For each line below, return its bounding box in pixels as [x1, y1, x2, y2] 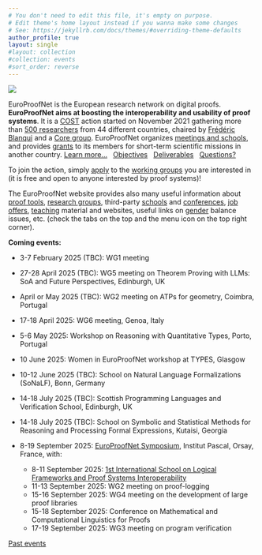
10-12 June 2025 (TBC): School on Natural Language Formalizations [19, 369, 241, 379]
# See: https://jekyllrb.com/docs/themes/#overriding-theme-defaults [8, 26, 242, 34]
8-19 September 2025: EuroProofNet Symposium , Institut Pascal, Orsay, [19, 441, 254, 450]
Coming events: [8, 238, 62, 247]
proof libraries [31, 498, 77, 508]
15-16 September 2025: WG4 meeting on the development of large [31, 489, 249, 499]
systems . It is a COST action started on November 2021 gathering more [8, 116, 242, 126]
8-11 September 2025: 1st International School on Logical [31, 464, 217, 474]
